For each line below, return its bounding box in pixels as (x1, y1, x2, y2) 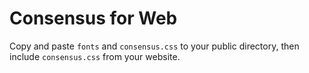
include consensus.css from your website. (9, 50, 181, 62)
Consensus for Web (9, 7, 178, 30)
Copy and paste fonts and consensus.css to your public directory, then (9, 40, 300, 52)
